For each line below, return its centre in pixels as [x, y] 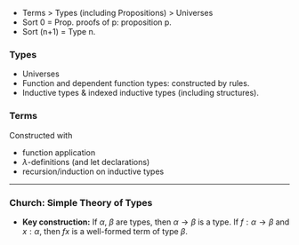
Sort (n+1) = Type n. [59, 32]
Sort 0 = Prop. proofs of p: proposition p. [97, 22]
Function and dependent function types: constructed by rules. [136, 83]
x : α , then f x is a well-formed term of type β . [105, 231]
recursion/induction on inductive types [93, 171]
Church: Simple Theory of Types [81, 202]
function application [59, 152]
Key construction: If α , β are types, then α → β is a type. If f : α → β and [156, 222]
